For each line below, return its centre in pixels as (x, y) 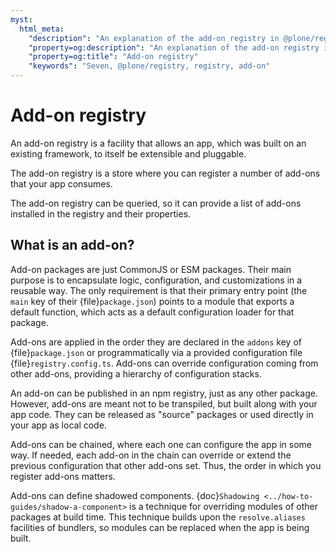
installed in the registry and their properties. (101, 213)
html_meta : (42, 29)
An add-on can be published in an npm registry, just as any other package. (164, 393)
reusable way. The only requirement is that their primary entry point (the (159, 290)
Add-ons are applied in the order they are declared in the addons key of (156, 342)
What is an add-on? (72, 245)
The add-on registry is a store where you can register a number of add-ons (165, 173)
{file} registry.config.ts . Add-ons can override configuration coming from (164, 363)
